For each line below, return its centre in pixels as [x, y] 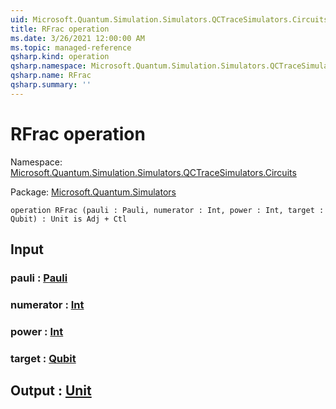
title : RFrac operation [60, 29]
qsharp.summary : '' [51, 85]
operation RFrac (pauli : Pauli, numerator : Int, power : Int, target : [167, 210]
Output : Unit [51, 391]
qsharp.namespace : [48, 66]
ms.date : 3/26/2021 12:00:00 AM [77, 38]
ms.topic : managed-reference [71, 47]
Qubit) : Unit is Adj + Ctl [69, 219]
